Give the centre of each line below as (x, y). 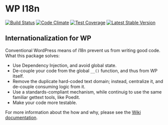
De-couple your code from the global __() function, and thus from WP (85, 70)
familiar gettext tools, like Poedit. (46, 97)
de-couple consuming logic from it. (49, 86)
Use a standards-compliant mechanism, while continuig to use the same (87, 92)
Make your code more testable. (45, 102)
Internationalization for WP (48, 38)
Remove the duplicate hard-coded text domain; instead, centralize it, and (88, 81)
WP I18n (23, 9)
